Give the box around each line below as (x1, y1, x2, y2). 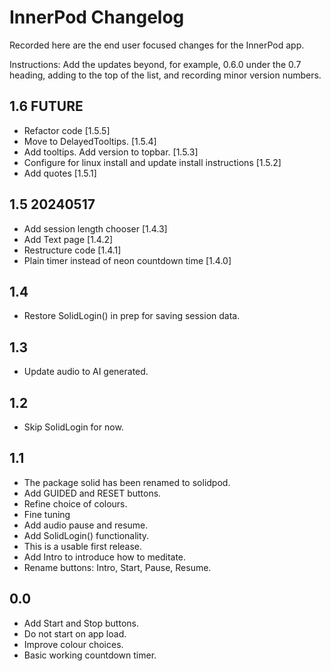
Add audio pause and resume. (23, 519, 149, 531)
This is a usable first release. (23, 540, 143, 552)
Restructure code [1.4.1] (23, 244, 122, 256)
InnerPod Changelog (9, 6, 185, 29)
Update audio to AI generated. (23, 366, 149, 378)
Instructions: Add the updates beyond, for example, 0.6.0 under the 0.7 (9, 58, 302, 70)
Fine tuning (23, 508, 71, 520)
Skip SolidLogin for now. (23, 421, 124, 433)
